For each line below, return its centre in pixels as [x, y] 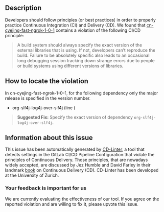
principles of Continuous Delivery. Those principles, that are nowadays [77, 160]
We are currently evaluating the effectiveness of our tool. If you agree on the [82, 199]
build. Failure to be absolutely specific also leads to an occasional [83, 55]
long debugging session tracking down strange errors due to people [86, 60]
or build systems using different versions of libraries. [70, 66]
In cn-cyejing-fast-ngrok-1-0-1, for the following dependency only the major [82, 93]
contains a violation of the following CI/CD [98, 30]
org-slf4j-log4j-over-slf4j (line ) [44, 108]
